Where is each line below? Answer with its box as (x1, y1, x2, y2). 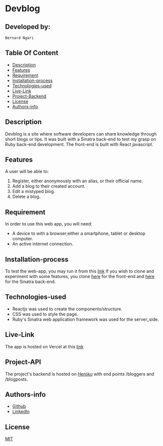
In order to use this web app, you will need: (5, 221, 92, 227)
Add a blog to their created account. (12, 183, 86, 189)
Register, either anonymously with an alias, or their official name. (12, 178, 143, 184)
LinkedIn (12, 409, 30, 415)
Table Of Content (5, 49, 58, 57)
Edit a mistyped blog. (12, 189, 55, 195)
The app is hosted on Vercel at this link (5, 343, 84, 349)
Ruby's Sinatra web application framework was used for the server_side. (12, 316, 159, 322)
